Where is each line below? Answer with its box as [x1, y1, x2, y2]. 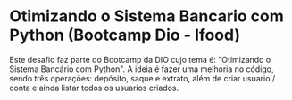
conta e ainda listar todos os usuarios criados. [9, 82, 179, 93]
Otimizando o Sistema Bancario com [9, 6, 284, 27]
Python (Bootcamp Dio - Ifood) [9, 25, 241, 45]
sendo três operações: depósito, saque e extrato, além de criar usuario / [9, 73, 276, 83]
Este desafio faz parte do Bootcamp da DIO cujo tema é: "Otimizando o [9, 54, 271, 65]
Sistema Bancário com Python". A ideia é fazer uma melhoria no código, [9, 64, 274, 74]
